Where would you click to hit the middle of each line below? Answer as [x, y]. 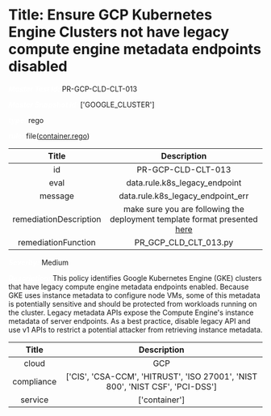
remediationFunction [57, 242]
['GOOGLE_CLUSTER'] [117, 104]
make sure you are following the [184, 209]
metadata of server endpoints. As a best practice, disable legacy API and [129, 320]
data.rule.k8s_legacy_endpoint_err [184, 196]
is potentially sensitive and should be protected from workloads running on [133, 304]
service [34, 400]
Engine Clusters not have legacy [119, 32]
